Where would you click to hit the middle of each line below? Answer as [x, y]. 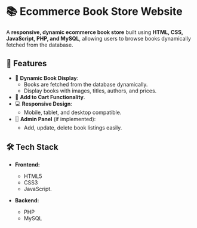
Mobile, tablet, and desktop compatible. [73, 112]
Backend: [27, 200]
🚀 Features [27, 64]
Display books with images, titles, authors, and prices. [90, 91]
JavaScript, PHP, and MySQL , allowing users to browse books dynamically [98, 38]
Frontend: [27, 164]
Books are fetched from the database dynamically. [86, 84]
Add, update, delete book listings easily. [73, 127]
